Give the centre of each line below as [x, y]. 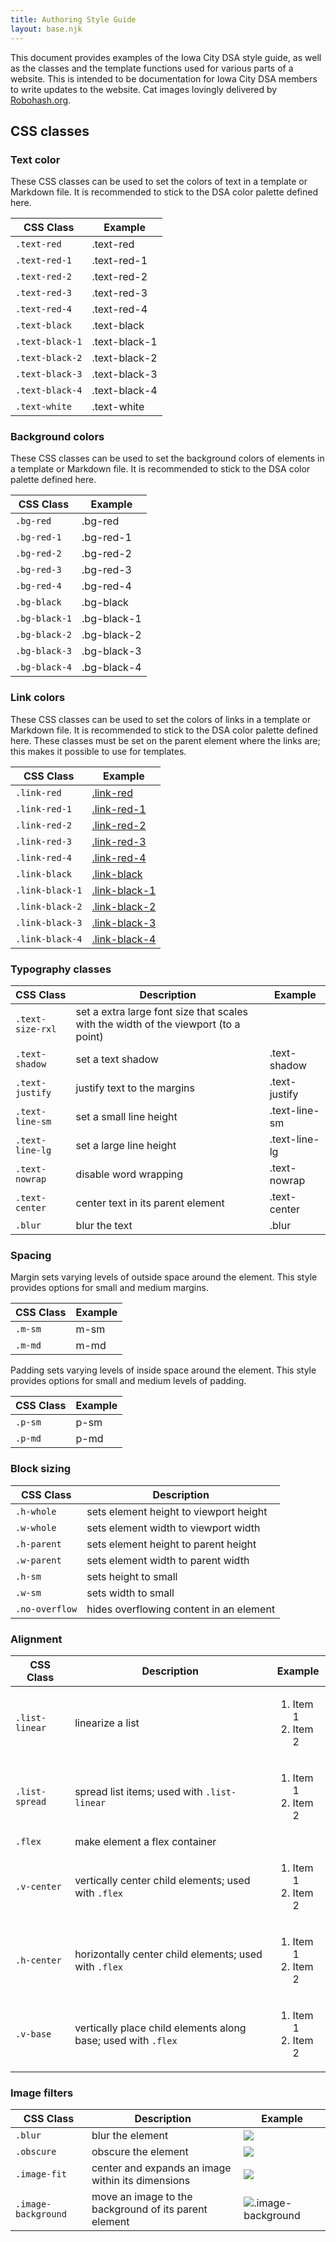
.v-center [38, 1886]
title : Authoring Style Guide [73, 19]
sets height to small [132, 1576]
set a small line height [126, 1117]
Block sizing [41, 1469]
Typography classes [61, 969]
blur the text [104, 1226]
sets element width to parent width [168, 1560]
